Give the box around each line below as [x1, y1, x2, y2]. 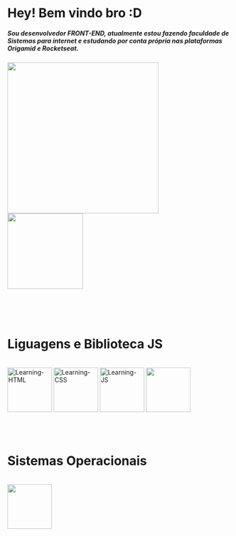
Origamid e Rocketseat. [7, 44, 80, 53]
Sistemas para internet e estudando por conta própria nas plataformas [7, 36, 222, 45]
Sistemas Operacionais [7, 453, 147, 469]
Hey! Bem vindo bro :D [7, 5, 142, 21]
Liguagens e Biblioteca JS [7, 336, 163, 353]
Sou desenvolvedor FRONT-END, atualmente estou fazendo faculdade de [7, 28, 230, 37]
